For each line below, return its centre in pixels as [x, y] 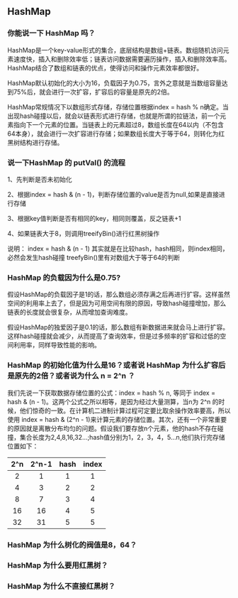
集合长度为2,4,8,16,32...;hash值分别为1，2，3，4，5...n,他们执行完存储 [122, 437]
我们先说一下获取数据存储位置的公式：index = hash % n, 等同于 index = [112, 393]
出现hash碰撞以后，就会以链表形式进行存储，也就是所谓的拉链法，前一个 [114, 116]
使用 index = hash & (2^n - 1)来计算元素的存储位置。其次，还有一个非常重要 [117, 419]
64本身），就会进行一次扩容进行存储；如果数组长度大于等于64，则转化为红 [116, 134]
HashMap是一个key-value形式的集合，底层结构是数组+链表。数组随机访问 [115, 50]
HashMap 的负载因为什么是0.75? [64, 278]
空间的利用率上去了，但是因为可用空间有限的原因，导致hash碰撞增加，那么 [117, 303]
